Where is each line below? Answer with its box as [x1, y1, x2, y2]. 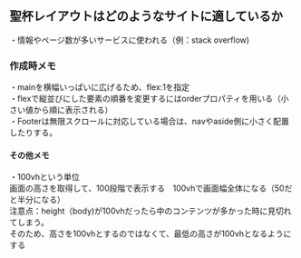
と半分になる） [9, 194, 65, 205]
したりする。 [9, 127, 57, 138]
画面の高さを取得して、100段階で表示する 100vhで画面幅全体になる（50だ [9, 183, 293, 193]
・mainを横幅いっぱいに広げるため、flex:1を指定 [9, 82, 190, 93]
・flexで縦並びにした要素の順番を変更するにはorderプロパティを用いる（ [9, 94, 281, 104]
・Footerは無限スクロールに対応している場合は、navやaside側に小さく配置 [9, 116, 290, 127]
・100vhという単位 [9, 172, 80, 183]
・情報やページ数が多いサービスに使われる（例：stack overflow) [9, 35, 250, 45]
